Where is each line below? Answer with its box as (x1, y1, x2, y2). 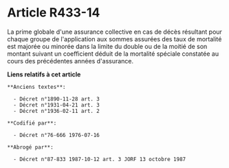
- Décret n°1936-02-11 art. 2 (13, 107, 100, 114)
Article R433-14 (7, 5, 100, 21)
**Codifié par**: (7, 119, 57, 127)
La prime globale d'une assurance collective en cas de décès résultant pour (7, 28, 222, 36)
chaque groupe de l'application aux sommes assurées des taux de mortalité (7, 34, 222, 43)
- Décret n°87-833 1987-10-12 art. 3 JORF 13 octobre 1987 (13, 156, 186, 162)
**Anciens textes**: (7, 83, 67, 90)
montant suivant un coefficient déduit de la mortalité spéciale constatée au (7, 50, 219, 58)
